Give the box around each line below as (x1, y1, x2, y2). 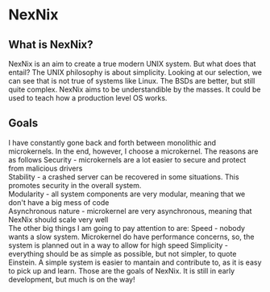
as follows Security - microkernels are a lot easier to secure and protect (8, 154, 247, 164)
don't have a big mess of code (8, 197, 110, 207)
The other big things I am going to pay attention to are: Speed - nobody (8, 223, 246, 232)
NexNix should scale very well (8, 215, 109, 224)
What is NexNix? (8, 38, 94, 51)
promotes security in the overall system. (8, 180, 142, 190)
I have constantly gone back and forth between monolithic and (8, 138, 216, 147)
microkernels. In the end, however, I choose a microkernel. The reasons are (8, 146, 259, 156)
